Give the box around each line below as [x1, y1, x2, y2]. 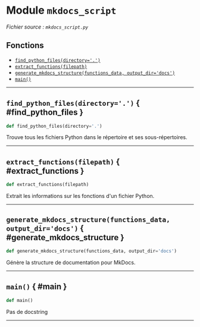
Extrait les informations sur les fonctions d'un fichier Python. [6, 193, 155, 200]
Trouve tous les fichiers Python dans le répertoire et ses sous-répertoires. [6, 134, 187, 141]
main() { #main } [6, 282, 67, 292]
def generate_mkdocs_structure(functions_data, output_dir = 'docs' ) [6, 248, 177, 254]
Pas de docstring [6, 308, 48, 315]
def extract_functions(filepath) [6, 182, 89, 188]
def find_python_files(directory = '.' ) [6, 123, 102, 129]
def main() [6, 297, 33, 303]
